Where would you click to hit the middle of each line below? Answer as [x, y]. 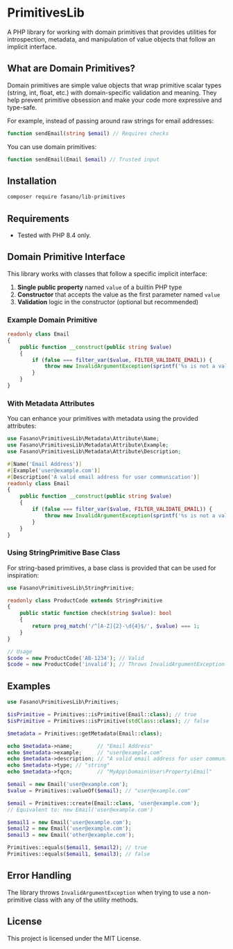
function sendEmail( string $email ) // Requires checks [88, 133]
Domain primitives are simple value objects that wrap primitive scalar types [114, 85]
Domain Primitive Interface [66, 257]
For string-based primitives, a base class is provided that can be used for [112, 568]
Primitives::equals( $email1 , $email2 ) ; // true [77, 848]
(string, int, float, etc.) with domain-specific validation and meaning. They [112, 92]
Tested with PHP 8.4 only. [54, 235]
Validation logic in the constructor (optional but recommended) [108, 302]
